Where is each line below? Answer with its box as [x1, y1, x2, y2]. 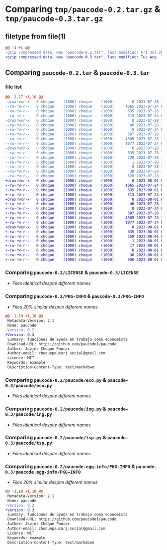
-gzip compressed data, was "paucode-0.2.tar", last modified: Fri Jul [5, 50, 157, 55]
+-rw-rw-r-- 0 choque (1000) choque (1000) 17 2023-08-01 [5, 243, 159, 248]
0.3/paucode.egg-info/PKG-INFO [5, 469, 81, 475]
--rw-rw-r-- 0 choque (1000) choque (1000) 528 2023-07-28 [5, 174, 159, 179]
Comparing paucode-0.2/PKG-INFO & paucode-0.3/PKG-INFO [5, 293, 144, 300]
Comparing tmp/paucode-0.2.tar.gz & [5, 3, 161, 15]
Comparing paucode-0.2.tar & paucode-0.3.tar [5, 68, 150, 77]
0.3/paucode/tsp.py [5, 440, 52, 446]
